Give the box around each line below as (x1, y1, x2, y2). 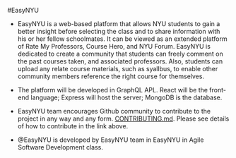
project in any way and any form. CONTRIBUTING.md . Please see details (17, 114, 230, 123)
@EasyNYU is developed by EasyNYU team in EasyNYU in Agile (17, 135, 204, 144)
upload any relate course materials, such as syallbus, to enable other (17, 65, 218, 73)
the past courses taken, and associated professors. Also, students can (17, 57, 223, 66)
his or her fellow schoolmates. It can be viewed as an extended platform (17, 35, 228, 43)
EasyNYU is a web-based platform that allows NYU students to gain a (17, 20, 220, 28)
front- (209, 86, 226, 94)
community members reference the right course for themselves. (17, 72, 205, 80)
